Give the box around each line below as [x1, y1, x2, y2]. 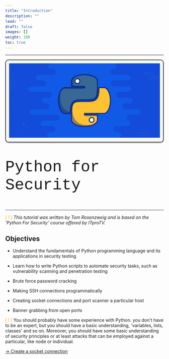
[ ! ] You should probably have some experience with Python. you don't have [5, 317, 164, 323]
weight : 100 [5, 35, 30, 40]
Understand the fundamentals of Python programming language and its [12, 248, 161, 254]
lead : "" [5, 19, 24, 24]
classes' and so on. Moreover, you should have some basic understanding [5, 328, 159, 334]
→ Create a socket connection [5, 348, 68, 354]
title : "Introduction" [5, 8, 53, 13]
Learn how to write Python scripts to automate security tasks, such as [12, 263, 157, 269]
